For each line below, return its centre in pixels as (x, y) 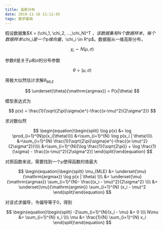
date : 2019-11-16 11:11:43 (33, 14)
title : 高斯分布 (20, 10)
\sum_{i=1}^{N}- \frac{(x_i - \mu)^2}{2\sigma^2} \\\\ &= (103, 182)
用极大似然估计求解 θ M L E (29, 81)
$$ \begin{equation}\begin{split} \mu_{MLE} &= (66, 171)
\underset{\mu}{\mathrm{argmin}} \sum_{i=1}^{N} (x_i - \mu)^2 (82, 187)
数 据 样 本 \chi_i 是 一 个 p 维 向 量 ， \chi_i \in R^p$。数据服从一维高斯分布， (75, 39)
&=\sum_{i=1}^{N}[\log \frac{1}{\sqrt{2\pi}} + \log (91, 146)
